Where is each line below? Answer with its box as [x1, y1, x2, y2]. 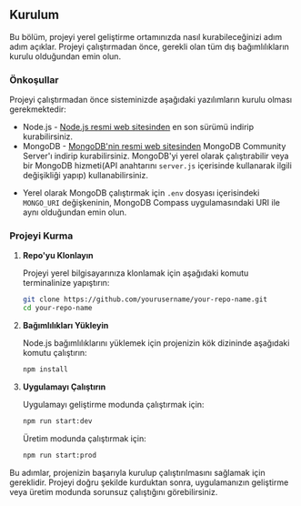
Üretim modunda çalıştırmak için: [22, 432, 147, 444]
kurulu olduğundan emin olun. [9, 50, 121, 62]
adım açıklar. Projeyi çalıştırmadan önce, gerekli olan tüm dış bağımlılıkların [9, 41, 289, 52]
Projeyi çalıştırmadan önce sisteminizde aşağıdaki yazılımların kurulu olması [9, 95, 293, 106]
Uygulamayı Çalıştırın [22, 381, 106, 392]
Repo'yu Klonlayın [22, 250, 94, 261]
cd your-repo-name [22, 304, 93, 313]
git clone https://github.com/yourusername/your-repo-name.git [22, 295, 268, 304]
